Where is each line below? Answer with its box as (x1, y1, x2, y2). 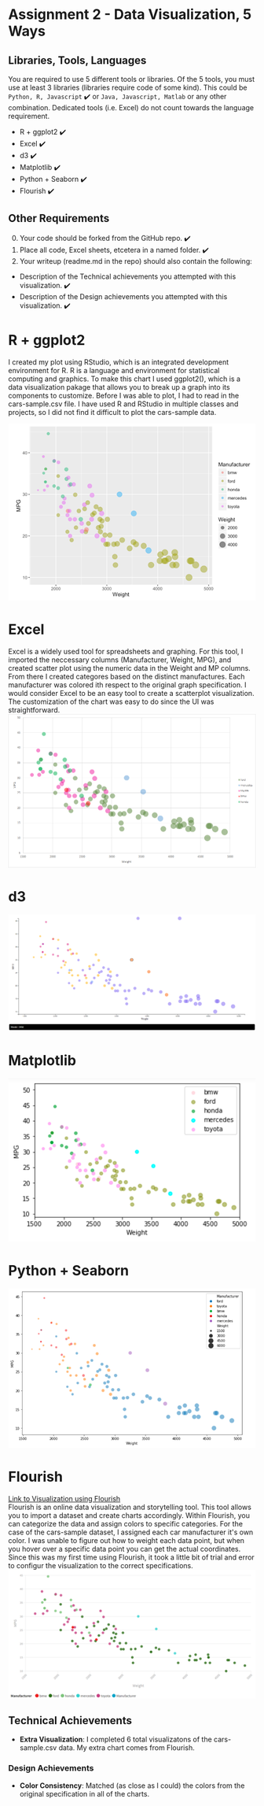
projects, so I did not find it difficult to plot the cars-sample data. (8, 407, 217, 416)
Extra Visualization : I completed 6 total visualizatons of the (19, 1734, 212, 1745)
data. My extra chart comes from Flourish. (58, 1743, 195, 1752)
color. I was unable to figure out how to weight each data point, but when (8, 1535, 245, 1545)
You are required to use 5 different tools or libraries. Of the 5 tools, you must (8, 75, 255, 83)
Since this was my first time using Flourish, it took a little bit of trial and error (8, 1552, 255, 1562)
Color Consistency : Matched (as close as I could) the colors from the (19, 1781, 245, 1790)
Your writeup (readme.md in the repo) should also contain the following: (19, 256, 253, 265)
